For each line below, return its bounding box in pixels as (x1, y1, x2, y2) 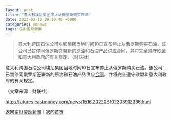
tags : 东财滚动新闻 (5, 27, 42, 32)
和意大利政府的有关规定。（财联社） (17, 54, 92, 60)
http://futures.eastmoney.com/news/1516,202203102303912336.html (5, 99, 152, 105)
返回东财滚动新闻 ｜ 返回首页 (5, 109, 64, 115)
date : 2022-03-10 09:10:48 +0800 (5, 17, 77, 22)
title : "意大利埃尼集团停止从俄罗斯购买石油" (5, 12, 91, 17)
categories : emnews (5, 21, 47, 27)
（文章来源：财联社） (5, 88, 50, 94)
